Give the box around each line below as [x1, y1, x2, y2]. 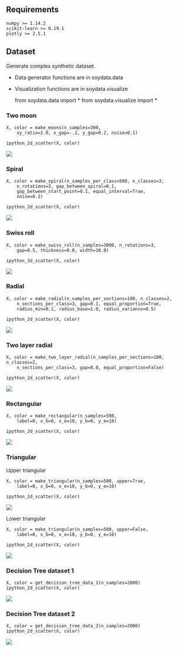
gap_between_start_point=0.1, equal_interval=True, [16, 189, 146, 195]
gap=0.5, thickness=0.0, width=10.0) [16, 247, 109, 253]
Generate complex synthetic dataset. [6, 62, 96, 70]
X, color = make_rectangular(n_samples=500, [6, 413, 117, 419]
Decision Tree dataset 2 [6, 610, 75, 618]
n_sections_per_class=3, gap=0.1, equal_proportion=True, [16, 301, 162, 307]
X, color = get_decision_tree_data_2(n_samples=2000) [6, 623, 141, 629]
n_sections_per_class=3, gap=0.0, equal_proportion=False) [16, 365, 165, 371]
